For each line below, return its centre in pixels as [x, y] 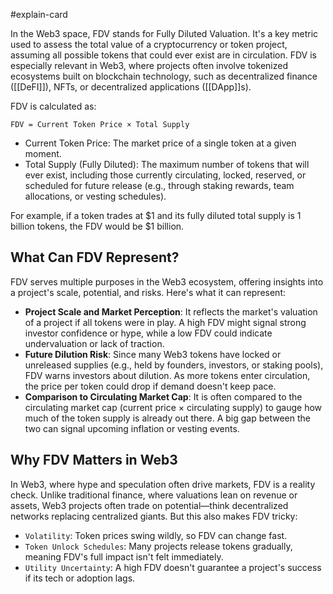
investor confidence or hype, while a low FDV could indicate [148, 333]
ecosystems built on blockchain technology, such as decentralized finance [164, 76]
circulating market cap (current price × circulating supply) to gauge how [173, 407]
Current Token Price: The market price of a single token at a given [160, 143]
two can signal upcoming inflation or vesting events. [132, 428]
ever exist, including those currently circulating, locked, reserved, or [165, 175]
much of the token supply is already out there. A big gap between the [167, 418]
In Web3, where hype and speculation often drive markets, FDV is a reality [163, 484]
